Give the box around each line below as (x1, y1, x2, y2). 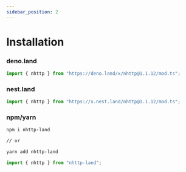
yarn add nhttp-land (6, 149, 59, 155)
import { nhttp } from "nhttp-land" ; (6, 160, 102, 166)
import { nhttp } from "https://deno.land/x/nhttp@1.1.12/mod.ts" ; (6, 71, 181, 77)
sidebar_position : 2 (6, 9, 59, 15)
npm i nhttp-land (6, 127, 50, 133)
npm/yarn (6, 113, 36, 122)
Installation (6, 35, 64, 49)
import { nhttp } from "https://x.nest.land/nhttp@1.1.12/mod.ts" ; (6, 98, 181, 105)
